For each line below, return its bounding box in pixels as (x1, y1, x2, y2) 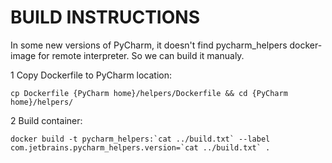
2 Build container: (10, 114, 83, 126)
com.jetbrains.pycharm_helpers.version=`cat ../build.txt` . (10, 142, 271, 153)
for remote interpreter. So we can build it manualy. (38, 49, 245, 61)
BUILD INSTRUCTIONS (10, 6, 200, 29)
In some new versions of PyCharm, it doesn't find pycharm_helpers (10, 39, 288, 51)
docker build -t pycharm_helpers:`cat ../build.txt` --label (10, 134, 271, 144)
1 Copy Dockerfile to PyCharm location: (10, 69, 173, 81)
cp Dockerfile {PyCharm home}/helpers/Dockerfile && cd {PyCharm (10, 88, 288, 98)
